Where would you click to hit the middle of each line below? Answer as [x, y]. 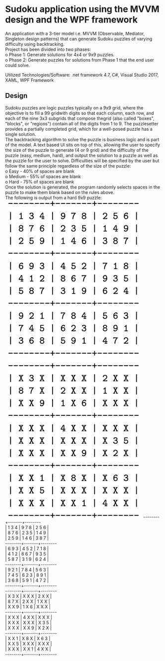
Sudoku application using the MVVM [82, 9]
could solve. [18, 65]
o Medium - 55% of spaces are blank [43, 176]
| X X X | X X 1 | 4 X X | [28, 649]
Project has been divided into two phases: [48, 49]
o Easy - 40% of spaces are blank [40, 171]
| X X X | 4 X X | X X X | [29, 617]
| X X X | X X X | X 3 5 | [28, 622]
